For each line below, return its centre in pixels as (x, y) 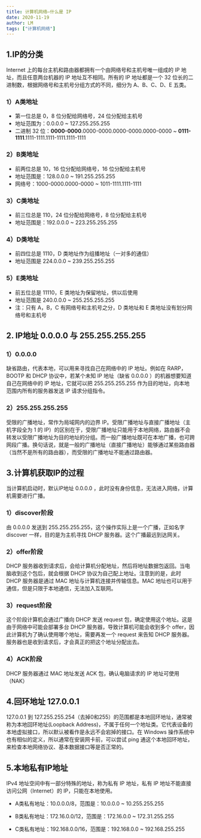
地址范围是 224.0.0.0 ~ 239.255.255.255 (65, 261)
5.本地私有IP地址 (37, 768)
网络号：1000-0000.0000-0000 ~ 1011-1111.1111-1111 (78, 184)
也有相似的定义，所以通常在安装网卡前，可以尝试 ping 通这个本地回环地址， (100, 740)
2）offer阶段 (25, 551)
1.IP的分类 (25, 54)
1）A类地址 (22, 101)
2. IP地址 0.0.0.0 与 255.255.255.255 (76, 336)
